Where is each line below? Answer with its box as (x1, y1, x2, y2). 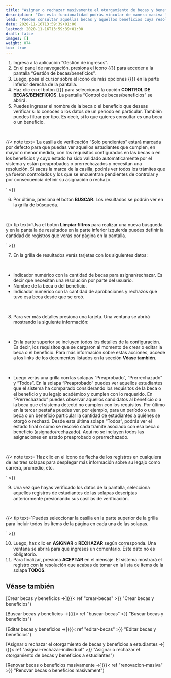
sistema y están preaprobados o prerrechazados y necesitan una (6, 160, 142, 166)
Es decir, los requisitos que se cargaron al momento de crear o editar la (13, 344, 162, 350)
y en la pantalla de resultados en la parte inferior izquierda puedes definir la (6, 227, 164, 233)
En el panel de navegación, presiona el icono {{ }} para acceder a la (13, 65, 154, 71)
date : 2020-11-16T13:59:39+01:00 (6, 21, 77, 27)
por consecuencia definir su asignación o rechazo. (6, 176, 112, 182)
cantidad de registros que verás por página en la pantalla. (6, 232, 126, 239)
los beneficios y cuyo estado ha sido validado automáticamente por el (6, 155, 152, 161)
